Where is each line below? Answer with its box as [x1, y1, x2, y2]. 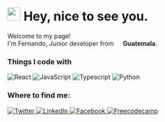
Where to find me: [7, 90, 71, 100]
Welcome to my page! [7, 32, 71, 40]
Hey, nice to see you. [23, 8, 149, 25]
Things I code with [7, 56, 72, 66]
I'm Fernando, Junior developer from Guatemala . [7, 39, 157, 47]
